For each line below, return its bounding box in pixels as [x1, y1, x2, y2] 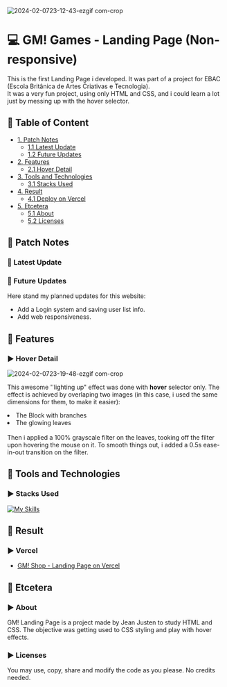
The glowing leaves [16, 419, 71, 427]
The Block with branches [16, 411, 87, 420]
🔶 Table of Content [7, 117, 89, 129]
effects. [7, 633, 29, 642]
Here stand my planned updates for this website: [7, 292, 146, 300]
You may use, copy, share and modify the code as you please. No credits [7, 666, 216, 674]
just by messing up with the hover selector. [7, 97, 130, 105]
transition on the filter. [26, 448, 89, 456]
